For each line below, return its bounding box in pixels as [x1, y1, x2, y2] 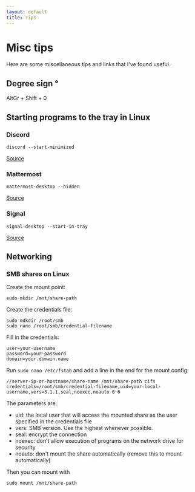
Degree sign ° [6, 78, 59, 89]
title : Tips [6, 15, 36, 21]
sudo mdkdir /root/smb [6, 318, 64, 324]
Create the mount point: [6, 284, 65, 291]
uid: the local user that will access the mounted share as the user [15, 411, 177, 419]
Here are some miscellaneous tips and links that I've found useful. [6, 61, 171, 68]
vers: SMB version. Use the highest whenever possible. [15, 425, 153, 432]
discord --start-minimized [6, 144, 74, 150]
